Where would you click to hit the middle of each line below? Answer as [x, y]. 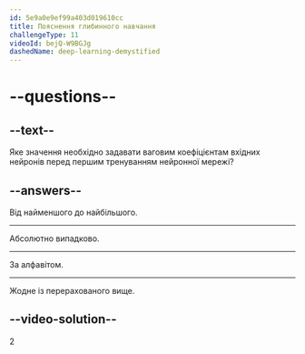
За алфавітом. [36, 264]
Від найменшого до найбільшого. [74, 212]
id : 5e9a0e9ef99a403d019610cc [67, 18]
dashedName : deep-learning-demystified [85, 52]
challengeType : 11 [44, 35]
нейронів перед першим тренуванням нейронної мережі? [122, 162]
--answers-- [45, 191]
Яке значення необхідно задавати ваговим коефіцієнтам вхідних [135, 152]
